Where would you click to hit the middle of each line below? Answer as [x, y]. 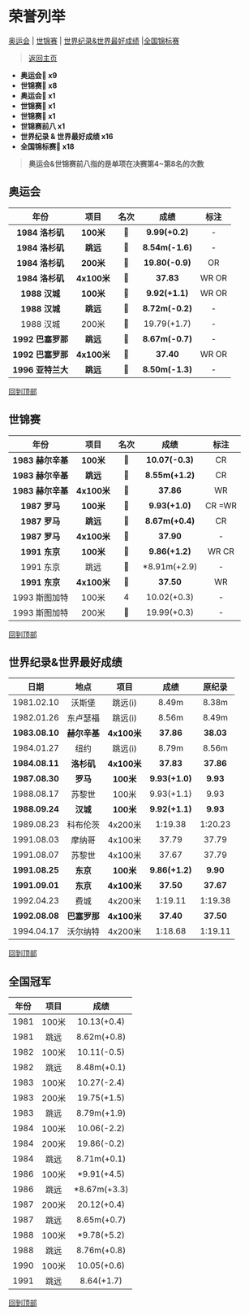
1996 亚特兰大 [41, 369]
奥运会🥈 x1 [38, 95]
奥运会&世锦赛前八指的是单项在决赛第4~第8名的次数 [116, 163]
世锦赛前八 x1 [43, 126]
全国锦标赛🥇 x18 [47, 146]
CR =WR [221, 505]
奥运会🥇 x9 [39, 75]
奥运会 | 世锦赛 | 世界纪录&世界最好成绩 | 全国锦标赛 [94, 41]
